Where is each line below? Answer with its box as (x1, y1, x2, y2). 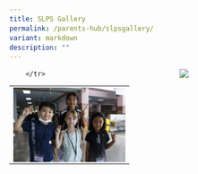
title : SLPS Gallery (9, 14, 87, 23)
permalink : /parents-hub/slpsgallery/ (9, 23, 154, 33)
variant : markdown (9, 33, 78, 42)
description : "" (9, 43, 70, 52)
